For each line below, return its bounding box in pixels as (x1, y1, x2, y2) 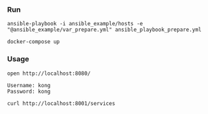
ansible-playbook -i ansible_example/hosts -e (7, 21, 143, 27)
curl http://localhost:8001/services (7, 100, 116, 107)
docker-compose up (7, 38, 60, 45)
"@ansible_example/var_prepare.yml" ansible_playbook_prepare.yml (7, 26, 202, 34)
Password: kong (7, 88, 51, 95)
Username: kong (7, 82, 51, 89)
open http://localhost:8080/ (7, 70, 91, 77)
